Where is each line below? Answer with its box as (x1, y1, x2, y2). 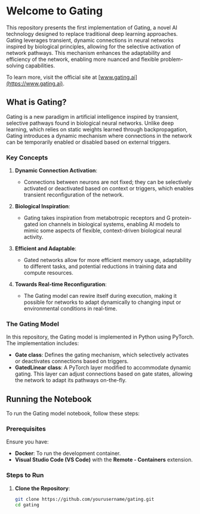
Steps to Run (6, 471, 44, 479)
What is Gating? (6, 97, 67, 107)
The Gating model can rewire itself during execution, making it (23, 293, 177, 300)
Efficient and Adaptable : (14, 245, 76, 252)
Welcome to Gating (6, 4, 103, 18)
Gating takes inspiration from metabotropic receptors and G (23, 214, 171, 221)
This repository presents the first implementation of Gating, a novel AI (6, 24, 178, 31)
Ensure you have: (6, 438, 49, 445)
